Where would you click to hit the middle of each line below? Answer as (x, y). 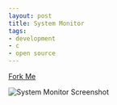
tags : (17, 31)
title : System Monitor (46, 23)
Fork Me (22, 76)
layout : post (30, 16)
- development (32, 38)
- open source (32, 53)
